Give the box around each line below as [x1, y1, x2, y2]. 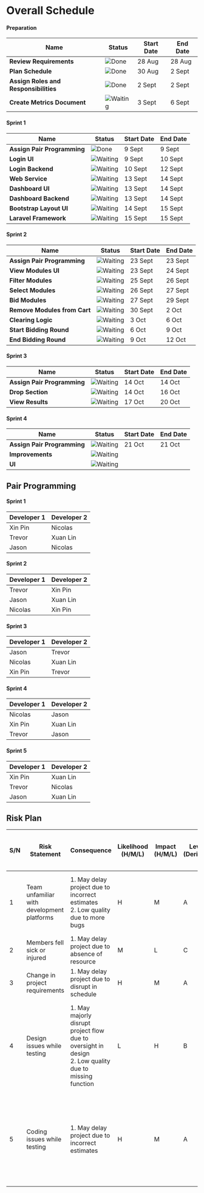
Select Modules [9, 286, 56, 295]
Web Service [9, 174, 47, 183]
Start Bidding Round [9, 326, 69, 334]
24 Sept [166, 266, 189, 275]
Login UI [9, 154, 34, 163]
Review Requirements [9, 57, 74, 66]
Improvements [9, 450, 53, 459]
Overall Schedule [6, 4, 95, 18]
